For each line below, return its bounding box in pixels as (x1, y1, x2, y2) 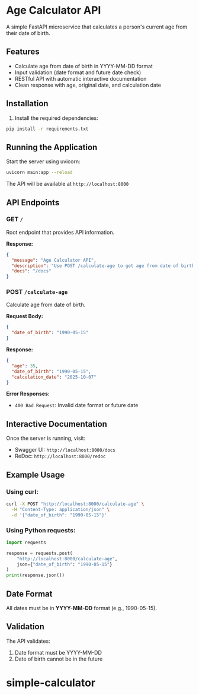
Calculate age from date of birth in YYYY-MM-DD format (14, 62, 153, 69)
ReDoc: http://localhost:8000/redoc (14, 452, 106, 460)
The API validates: (6, 637, 50, 645)
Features (6, 47, 40, 57)
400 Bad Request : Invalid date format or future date (14, 402, 139, 409)
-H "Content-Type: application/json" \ (11, 506, 110, 512)
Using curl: (6, 487, 38, 496)
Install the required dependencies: (14, 114, 99, 122)
